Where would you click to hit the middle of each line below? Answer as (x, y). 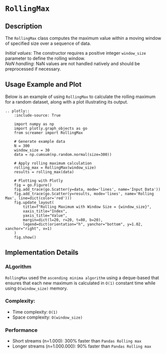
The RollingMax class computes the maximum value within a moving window (83, 38)
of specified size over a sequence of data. (48, 43)
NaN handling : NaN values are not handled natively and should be (73, 63)
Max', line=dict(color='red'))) (38, 198)
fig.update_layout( (34, 202)
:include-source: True (37, 115)
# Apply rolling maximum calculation (53, 163)
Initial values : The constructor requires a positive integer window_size (76, 53)
